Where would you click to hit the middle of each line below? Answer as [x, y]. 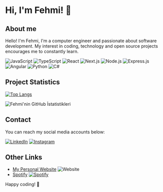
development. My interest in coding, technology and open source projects [81, 46]
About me [21, 29]
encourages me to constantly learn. [42, 51]
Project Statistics [33, 82]
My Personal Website [34, 169]
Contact [18, 120]
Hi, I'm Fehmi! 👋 [38, 10]
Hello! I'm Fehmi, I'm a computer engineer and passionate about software [81, 41]
